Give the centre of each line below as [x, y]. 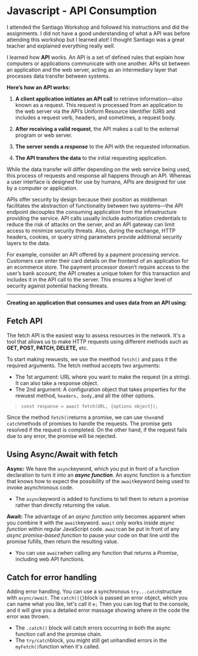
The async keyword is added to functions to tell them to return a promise [102, 498]
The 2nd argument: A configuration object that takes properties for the [100, 389]
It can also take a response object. [57, 383]
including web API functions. [50, 559]
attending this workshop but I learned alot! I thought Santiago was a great [95, 39]
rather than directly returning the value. [63, 505]
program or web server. [44, 135]
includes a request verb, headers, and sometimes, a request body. [95, 117]
